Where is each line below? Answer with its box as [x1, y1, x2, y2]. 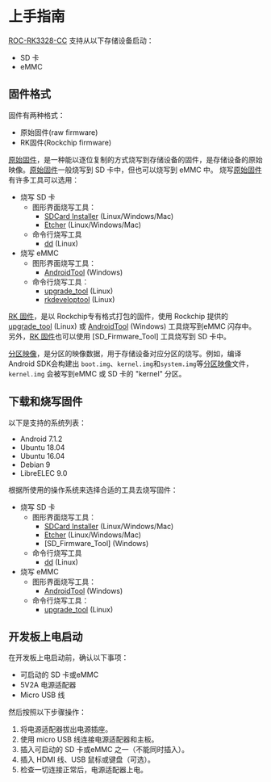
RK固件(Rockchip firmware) [19, 137, 112, 147]
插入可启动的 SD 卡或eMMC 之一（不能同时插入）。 [19, 745, 190, 755]
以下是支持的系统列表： [8, 418, 86, 427]
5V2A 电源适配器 [19, 680, 77, 690]
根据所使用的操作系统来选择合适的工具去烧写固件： [8, 485, 178, 494]
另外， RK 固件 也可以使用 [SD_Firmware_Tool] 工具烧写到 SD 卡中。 [8, 331, 231, 341]
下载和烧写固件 [8, 395, 83, 409]
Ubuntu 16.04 [19, 451, 65, 460]
